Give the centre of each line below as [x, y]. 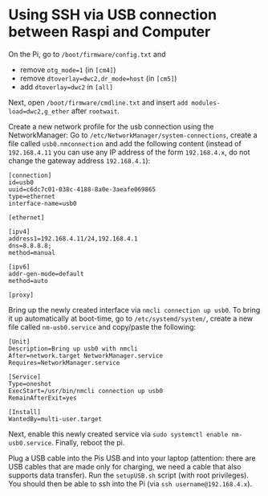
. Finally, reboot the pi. [88, 442]
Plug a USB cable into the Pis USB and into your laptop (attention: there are [132, 458]
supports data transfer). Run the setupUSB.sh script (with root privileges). [128, 475]
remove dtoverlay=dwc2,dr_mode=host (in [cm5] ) [98, 78]
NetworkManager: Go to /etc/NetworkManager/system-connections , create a [133, 135]
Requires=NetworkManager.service [64, 363]
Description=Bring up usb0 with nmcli [73, 348]
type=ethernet [32, 196]
